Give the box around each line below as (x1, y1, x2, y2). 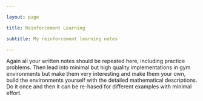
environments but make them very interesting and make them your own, (6, 70, 186, 78)
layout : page (6, 14, 39, 20)
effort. (6, 90, 22, 97)
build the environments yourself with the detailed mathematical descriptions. (6, 76, 198, 84)
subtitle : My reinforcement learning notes (6, 35, 118, 42)
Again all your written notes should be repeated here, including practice (6, 58, 185, 65)
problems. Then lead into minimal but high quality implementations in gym (6, 64, 191, 71)
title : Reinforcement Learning (6, 25, 85, 31)
